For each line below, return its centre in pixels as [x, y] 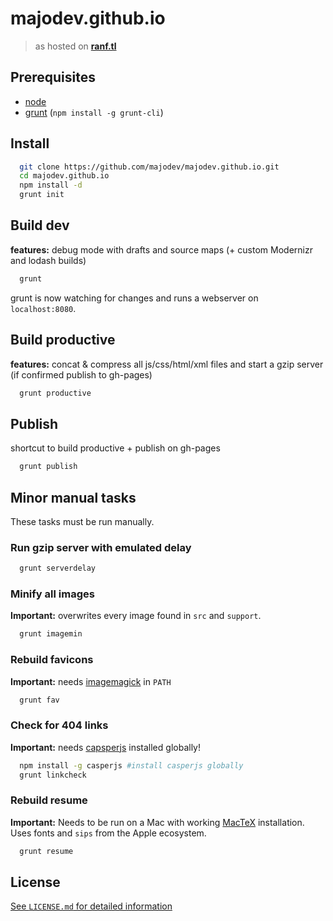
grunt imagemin [51, 634]
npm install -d [51, 185]
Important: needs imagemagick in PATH [91, 681]
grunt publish [48, 467]
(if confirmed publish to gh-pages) [81, 374]
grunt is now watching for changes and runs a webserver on [134, 298]
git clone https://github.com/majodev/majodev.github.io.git [149, 167]
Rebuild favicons [52, 660]
